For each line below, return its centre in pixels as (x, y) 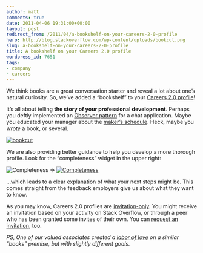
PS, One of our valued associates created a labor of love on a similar (93, 237)
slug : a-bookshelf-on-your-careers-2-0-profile (68, 46)
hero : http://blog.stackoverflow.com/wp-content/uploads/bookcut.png (96, 40)
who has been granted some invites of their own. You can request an (92, 219)
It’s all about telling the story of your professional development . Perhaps (98, 109)
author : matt (23, 12)
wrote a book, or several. (37, 128)
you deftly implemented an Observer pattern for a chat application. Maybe (99, 116)
